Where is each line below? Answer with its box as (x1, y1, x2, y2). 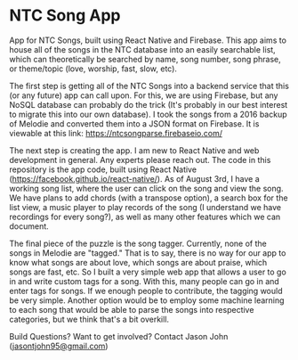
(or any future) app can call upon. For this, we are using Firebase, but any (9, 90, 278, 101)
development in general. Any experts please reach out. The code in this (9, 154, 271, 165)
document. (9, 220, 49, 232)
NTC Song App (9, 5, 121, 26)
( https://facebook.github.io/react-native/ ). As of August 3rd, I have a (9, 173, 260, 184)
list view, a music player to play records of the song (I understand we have (9, 201, 282, 212)
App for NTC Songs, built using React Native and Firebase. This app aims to (9, 35, 287, 45)
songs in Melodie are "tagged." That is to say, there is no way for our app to (9, 247, 286, 258)
